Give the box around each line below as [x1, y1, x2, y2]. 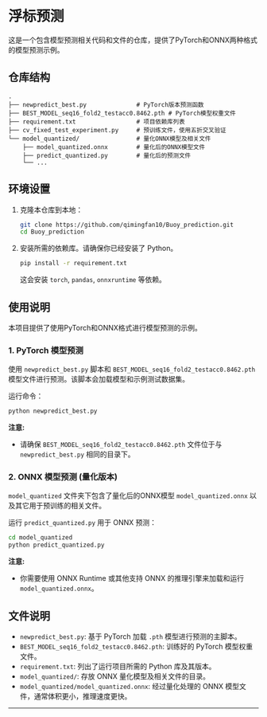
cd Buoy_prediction [19, 228, 85, 236]
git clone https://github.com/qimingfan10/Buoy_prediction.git [19, 221, 234, 229]
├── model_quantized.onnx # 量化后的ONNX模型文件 [22, 143, 205, 151]
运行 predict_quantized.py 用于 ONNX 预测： [8, 518, 157, 527]
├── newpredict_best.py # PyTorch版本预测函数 [8, 100, 204, 108]
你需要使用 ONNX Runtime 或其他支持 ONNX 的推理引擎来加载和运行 [19, 574, 245, 583]
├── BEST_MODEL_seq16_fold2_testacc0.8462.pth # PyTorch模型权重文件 [8, 109, 236, 117]
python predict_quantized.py [8, 541, 105, 550]
